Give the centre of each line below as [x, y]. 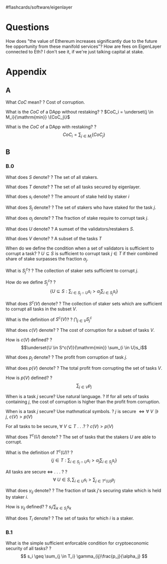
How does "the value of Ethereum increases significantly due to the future [82, 41]
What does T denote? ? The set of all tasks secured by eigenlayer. [73, 187]
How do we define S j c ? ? [31, 282]
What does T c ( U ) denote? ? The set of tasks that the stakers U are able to [81, 436]
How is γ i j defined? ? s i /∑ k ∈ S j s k [39, 507]
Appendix [26, 72]
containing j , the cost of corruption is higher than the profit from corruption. [83, 402]
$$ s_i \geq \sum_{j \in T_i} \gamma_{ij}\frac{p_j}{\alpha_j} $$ [84, 556]
